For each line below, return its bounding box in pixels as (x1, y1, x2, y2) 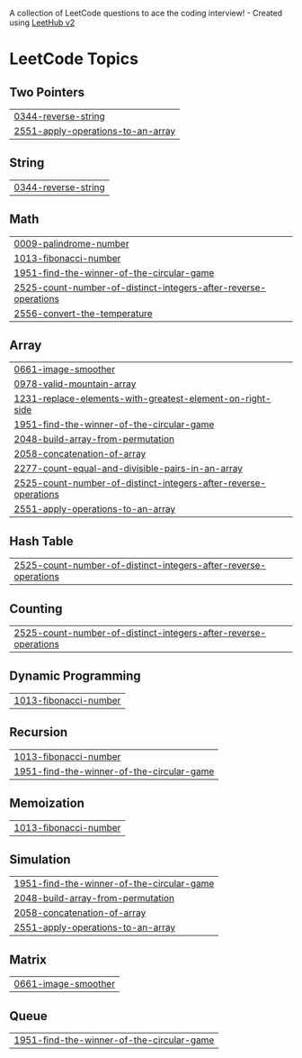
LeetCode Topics (9, 49, 139, 69)
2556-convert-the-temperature (13, 306, 153, 319)
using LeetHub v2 (9, 17, 75, 28)
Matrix (9, 952, 47, 967)
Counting (9, 601, 63, 616)
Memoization (9, 796, 85, 811)
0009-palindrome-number (13, 237, 129, 250)
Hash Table (9, 534, 74, 549)
